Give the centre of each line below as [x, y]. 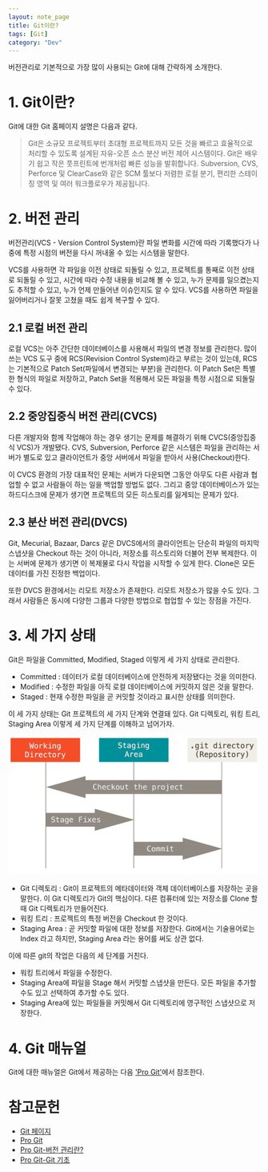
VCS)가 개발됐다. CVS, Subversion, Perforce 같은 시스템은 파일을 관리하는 [134, 447]
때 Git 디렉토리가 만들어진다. [64, 909]
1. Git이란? [42, 102]
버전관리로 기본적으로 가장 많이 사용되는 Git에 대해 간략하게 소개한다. [115, 67]
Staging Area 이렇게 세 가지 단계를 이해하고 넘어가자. [91, 723]
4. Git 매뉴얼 [47, 1048]
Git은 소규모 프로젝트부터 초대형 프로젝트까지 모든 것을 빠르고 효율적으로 [140, 144]
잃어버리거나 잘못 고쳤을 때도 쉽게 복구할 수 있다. [84, 300]
